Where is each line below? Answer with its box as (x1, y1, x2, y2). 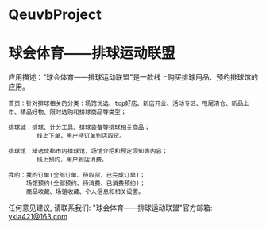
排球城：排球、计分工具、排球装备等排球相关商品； (8, 123, 151, 132)
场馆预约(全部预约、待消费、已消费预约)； (25, 180, 146, 188)
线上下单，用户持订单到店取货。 (37, 132, 125, 140)
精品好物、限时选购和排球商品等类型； (19, 108, 127, 116)
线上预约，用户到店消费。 (37, 156, 108, 164)
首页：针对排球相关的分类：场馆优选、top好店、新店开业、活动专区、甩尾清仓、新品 (8, 99, 244, 108)
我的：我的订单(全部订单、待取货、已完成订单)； (8, 171, 145, 180)
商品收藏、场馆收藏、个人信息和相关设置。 (25, 188, 145, 196)
